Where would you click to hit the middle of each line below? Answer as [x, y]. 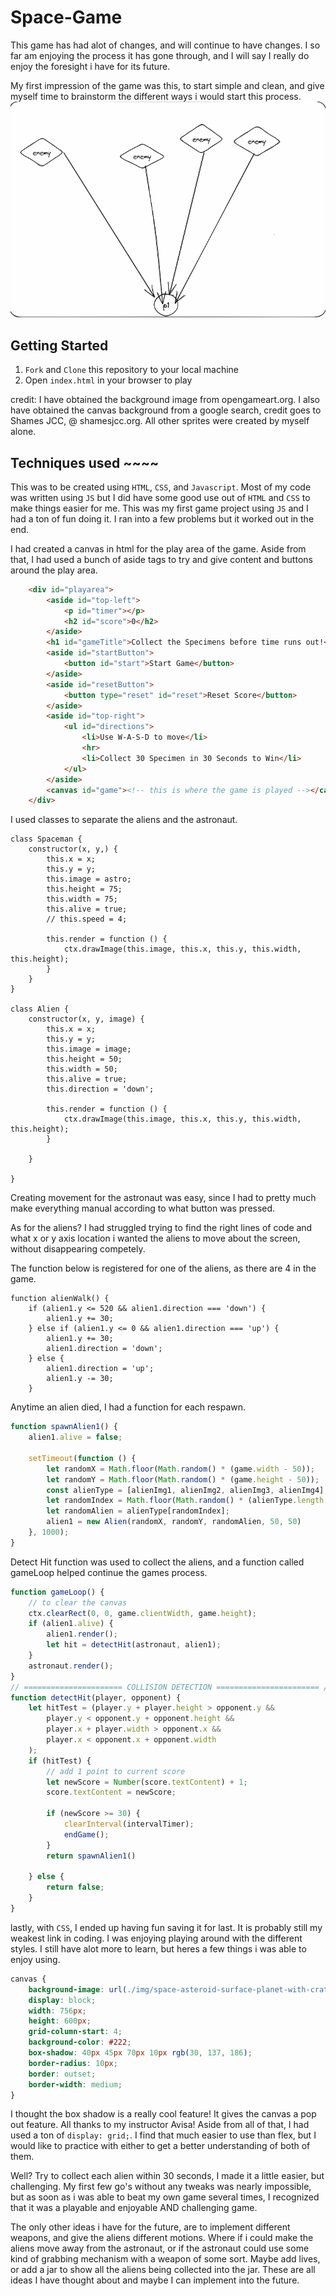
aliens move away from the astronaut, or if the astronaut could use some [160, 2248]
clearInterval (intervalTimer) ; [129, 1824]
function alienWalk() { [60, 1299]
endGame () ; [86, 1834]
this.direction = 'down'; [100, 1089]
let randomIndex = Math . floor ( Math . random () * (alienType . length [185, 1501]
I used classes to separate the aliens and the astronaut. [124, 820]
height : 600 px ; [60, 2021]
